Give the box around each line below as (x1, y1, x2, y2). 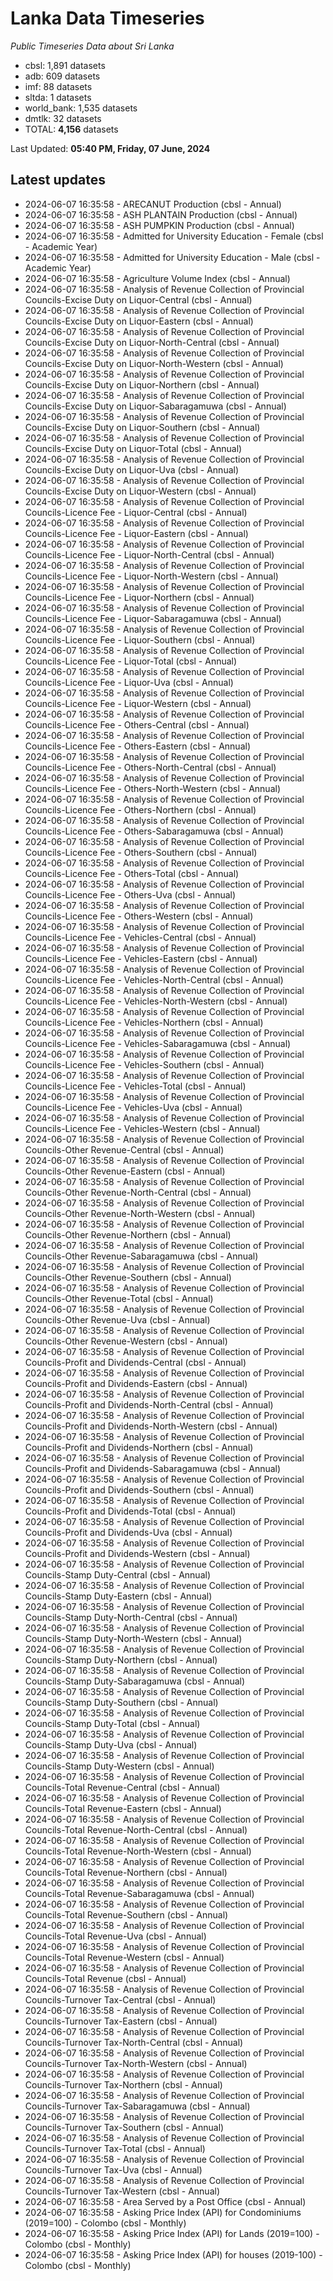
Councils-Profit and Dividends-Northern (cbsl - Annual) (24, 1441, 254, 1453)
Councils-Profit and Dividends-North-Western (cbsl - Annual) (24, 1420, 278, 1432)
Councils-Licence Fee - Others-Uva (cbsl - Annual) (24, 888, 237, 901)
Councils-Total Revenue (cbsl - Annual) (24, 1972, 187, 1984)
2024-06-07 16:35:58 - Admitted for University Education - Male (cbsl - (24, 251, 321, 263)
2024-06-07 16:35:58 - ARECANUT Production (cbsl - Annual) (24, 198, 282, 210)
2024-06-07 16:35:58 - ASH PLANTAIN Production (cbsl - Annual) (24, 208, 298, 221)
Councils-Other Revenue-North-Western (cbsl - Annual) (24, 1207, 256, 1219)
